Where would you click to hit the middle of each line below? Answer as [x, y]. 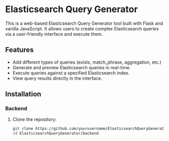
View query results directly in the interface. [57, 78]
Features [19, 50]
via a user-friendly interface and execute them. [54, 34]
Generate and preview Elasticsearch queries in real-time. [72, 67]
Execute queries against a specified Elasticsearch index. [71, 73]
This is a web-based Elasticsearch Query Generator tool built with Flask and [84, 23]
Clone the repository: [35, 119]
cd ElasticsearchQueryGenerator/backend [55, 133]
